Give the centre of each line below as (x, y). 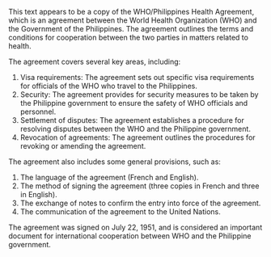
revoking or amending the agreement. (83, 146)
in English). (39, 194)
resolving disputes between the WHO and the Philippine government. (135, 129)
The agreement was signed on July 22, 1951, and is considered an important (135, 227)
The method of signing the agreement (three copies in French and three (140, 186)
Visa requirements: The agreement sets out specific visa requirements (137, 77)
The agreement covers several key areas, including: (95, 61)
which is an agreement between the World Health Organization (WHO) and (133, 20)
